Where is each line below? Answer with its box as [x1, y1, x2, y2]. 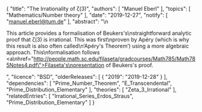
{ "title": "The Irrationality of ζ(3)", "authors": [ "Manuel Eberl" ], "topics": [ [6, 5, 191, 12]
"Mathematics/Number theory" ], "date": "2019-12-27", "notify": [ [6, 11, 168, 19]
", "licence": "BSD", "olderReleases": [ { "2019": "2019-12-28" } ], [6, 73, 168, 80]
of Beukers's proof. [105, 61, 154, 69]
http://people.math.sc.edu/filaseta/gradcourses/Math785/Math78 [33, 55, 196, 62]
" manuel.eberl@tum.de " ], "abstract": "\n [6, 18, 109, 25]
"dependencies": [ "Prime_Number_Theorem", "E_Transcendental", [6, 79, 172, 87]
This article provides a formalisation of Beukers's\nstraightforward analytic [6, 30, 192, 37]
